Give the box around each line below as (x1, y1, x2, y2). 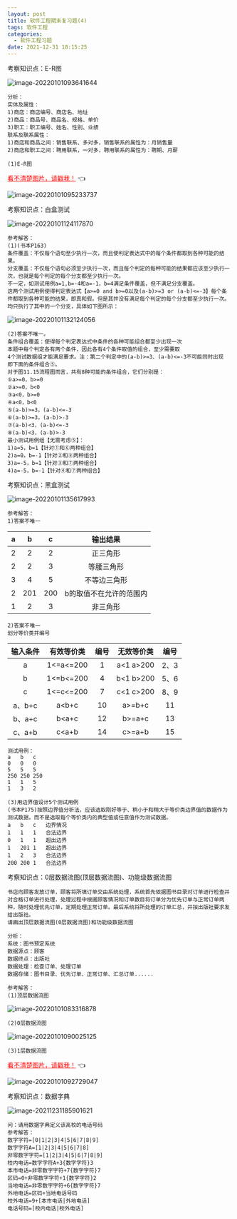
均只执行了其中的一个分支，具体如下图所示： (7, 303, 119, 310)
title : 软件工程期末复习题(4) (7, 17, 88, 24)
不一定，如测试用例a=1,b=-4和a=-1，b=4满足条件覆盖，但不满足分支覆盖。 (7, 280, 199, 287)
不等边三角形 (84, 576, 128, 585)
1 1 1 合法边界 (7, 829, 68, 836)
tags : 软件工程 (7, 24, 48, 31)
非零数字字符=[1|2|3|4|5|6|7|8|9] (7, 1152, 103, 1159)
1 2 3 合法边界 (7, 852, 68, 859)
